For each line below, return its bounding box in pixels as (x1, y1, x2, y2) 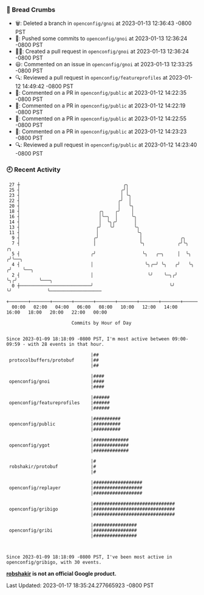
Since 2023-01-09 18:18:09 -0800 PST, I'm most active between (6, 335, 170, 342)
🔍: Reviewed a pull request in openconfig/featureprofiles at (15, 74, 168, 81)
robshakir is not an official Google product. (6, 569, 117, 577)
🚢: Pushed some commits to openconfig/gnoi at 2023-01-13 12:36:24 (15, 35, 188, 42)
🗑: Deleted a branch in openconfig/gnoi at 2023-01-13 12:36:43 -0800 (15, 19, 192, 27)
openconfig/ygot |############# (8, 442, 129, 449)
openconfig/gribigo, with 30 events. (6, 559, 102, 565)
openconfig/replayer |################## (8, 484, 143, 491)
